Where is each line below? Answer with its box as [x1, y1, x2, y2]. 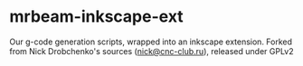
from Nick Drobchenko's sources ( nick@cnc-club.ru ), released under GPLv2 [9, 45, 294, 56]
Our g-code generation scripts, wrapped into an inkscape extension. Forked [9, 36, 292, 47]
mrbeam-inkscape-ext [9, 6, 184, 27]
